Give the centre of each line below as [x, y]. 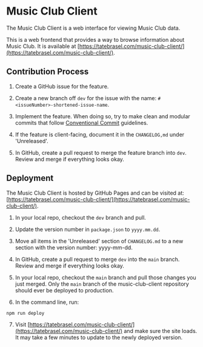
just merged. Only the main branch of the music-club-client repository [102, 284]
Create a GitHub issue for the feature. [62, 86]
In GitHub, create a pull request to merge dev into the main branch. [97, 259]
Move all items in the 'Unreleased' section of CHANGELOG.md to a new [99, 241]
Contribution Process [48, 72]
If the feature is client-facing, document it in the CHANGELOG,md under [100, 134]
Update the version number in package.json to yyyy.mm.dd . [88, 229]
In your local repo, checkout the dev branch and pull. [81, 217]
